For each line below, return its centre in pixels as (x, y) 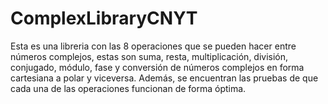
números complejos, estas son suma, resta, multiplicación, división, (149, 56)
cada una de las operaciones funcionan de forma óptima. (128, 88)
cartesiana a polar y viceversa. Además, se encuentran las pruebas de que (164, 78)
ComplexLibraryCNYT (104, 18)
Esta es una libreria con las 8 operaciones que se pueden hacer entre (153, 46)
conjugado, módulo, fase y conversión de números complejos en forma (157, 67)
